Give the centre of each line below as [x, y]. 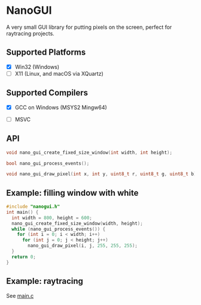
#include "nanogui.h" [33, 207]
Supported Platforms [46, 53]
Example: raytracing [45, 281]
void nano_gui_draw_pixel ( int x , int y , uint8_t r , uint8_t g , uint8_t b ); [103, 174]
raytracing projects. [31, 33]
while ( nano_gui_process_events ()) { [59, 229]
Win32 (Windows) [37, 67]
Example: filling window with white [72, 193]
